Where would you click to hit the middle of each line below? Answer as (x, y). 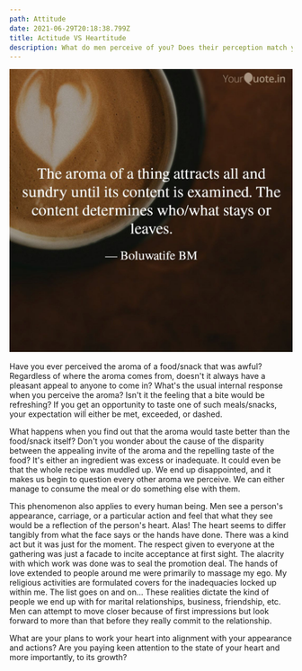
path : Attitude (38, 19)
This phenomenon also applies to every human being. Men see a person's (146, 507)
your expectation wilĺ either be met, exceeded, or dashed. (116, 414)
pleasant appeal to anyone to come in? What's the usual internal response (146, 385)
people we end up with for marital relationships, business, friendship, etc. (145, 602)
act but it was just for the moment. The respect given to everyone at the (142, 544)
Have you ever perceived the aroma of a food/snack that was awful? (136, 366)
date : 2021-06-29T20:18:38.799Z (70, 28)
